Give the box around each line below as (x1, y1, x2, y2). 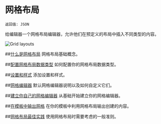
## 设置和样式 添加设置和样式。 (5, 72, 67, 77)
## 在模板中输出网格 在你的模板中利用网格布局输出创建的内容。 (5, 103, 132, 109)
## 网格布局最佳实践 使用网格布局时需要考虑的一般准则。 (5, 113, 119, 119)
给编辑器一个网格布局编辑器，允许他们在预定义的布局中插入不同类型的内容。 (5, 31, 159, 37)
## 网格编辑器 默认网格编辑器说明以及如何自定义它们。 (5, 82, 115, 88)
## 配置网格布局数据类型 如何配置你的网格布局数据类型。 (5, 61, 119, 67)
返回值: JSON (5, 22, 29, 27)
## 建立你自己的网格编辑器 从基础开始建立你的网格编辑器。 (5, 93, 123, 99)
